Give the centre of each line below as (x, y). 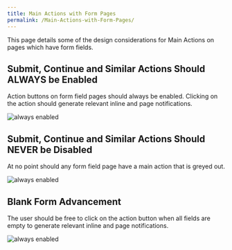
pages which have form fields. (50, 47)
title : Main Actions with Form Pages (62, 14)
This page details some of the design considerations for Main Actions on (111, 39)
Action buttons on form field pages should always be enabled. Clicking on (113, 96)
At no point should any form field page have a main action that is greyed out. (116, 166)
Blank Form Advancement (64, 202)
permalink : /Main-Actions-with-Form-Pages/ (71, 20)
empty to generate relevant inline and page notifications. (88, 225)
